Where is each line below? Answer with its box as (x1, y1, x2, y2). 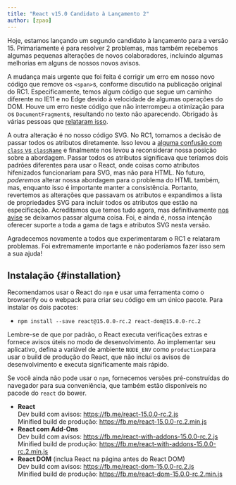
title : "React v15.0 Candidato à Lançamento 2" (7, 10, 150, 18)
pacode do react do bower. (7, 389, 87, 398)
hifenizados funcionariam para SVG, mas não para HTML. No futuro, (7, 168, 206, 177)
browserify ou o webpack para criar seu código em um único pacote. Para (7, 296, 223, 304)
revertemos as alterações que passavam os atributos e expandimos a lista (7, 191, 223, 199)
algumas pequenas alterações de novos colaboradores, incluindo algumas (7, 51, 223, 60)
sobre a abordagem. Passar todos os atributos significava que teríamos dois (7, 153, 229, 162)
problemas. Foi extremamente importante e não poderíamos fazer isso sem (7, 241, 225, 250)
